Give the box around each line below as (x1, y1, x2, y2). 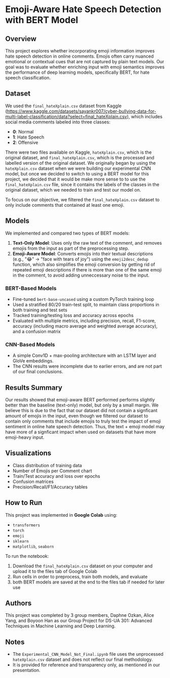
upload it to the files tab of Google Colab (12, 568, 98, 574)
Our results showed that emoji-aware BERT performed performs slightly (5, 397, 155, 403)
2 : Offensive (12, 139, 38, 145)
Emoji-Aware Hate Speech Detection (5, 4, 161, 15)
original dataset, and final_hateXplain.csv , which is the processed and (5, 154, 154, 160)
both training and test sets (12, 307, 67, 313)
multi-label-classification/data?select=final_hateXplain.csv (5, 113, 127, 119)
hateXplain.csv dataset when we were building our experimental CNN (5, 165, 151, 171)
